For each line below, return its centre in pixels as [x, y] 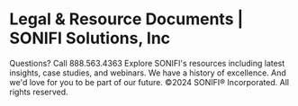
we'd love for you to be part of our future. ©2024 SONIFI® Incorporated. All [149, 82]
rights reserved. [39, 92]
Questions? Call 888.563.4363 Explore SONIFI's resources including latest [147, 63]
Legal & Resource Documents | [126, 19]
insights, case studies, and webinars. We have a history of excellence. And [148, 73]
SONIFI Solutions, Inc [90, 38]
